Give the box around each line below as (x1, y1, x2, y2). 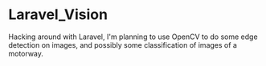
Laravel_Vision (8, 6, 108, 24)
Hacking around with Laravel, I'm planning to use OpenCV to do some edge (8, 32, 259, 41)
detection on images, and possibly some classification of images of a (8, 40, 237, 49)
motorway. (8, 49, 44, 58)
